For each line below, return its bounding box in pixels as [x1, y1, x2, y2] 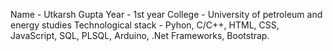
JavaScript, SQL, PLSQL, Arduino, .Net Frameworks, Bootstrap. [10, 30, 270, 41]
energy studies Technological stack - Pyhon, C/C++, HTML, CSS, [10, 19, 280, 31]
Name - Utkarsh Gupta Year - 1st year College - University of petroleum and [10, 9, 323, 20]
